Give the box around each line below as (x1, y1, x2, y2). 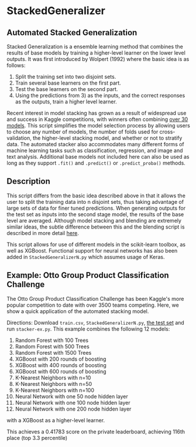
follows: (6, 62, 26, 69)
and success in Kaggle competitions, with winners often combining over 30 (6, 116, 188, 123)
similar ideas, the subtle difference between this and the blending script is (6, 223, 185, 230)
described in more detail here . (6, 229, 80, 236)
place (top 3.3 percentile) (6, 434, 68, 441)
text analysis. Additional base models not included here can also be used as (6, 153, 190, 160)
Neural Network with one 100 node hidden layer (15, 399, 130, 406)
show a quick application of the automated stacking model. (6, 307, 149, 315)
